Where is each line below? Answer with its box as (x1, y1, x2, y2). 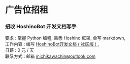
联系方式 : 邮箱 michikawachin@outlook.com (5, 53, 96, 59)
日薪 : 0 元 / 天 (5, 47, 34, 53)
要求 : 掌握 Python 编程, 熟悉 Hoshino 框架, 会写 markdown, (5, 35, 126, 41)
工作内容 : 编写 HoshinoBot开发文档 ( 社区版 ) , (5, 41, 99, 47)
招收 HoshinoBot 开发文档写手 (5, 23, 77, 30)
